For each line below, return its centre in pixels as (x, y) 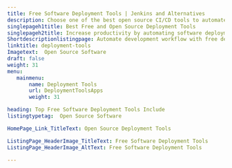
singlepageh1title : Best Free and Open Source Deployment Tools (101, 26)
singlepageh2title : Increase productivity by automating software (105, 33)
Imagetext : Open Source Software (57, 53)
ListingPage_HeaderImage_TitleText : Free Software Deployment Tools (108, 141)
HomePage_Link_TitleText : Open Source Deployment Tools (89, 129)
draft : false (26, 59)
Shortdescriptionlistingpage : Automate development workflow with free (112, 39)
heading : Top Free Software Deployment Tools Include (86, 110)
